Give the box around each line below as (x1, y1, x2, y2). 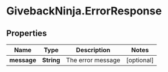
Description (76, 46, 111, 54)
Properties (6, 28, 47, 38)
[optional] (126, 56, 154, 64)
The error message (66, 56, 121, 64)
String (42, 56, 60, 64)
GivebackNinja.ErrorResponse (6, 4, 162, 18)
